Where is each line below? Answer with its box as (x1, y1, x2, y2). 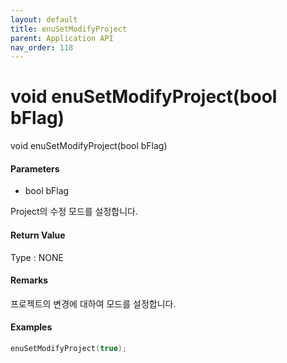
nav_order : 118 (10, 42, 74, 53)
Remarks (10, 274, 49, 286)
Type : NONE (10, 251, 64, 263)
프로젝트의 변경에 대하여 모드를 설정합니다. (10, 297, 177, 310)
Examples (10, 321, 53, 333)
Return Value (10, 229, 66, 241)
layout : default (10, 14, 78, 25)
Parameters (10, 162, 60, 175)
